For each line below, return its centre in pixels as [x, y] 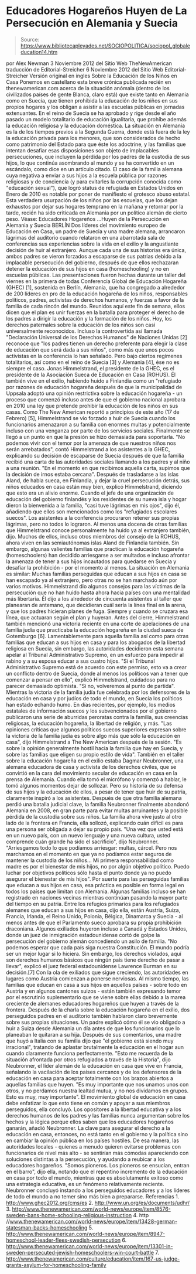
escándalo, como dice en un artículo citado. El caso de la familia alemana [94, 169]
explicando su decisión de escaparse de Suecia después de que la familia [95, 455]
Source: [30, 39]
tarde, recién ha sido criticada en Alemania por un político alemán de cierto [97, 213]
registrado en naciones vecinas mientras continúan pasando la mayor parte [97, 897]
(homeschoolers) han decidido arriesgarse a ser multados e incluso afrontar [98, 555]
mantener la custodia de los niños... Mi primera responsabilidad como [90, 860]
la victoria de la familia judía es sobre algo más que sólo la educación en [93, 735]
